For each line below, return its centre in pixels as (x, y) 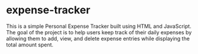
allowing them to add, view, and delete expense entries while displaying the (98, 38)
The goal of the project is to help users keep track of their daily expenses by (99, 32)
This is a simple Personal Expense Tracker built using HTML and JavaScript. (99, 26)
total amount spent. (30, 45)
